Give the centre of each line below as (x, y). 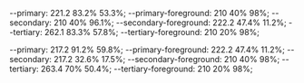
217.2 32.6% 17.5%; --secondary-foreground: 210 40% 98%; (167, 59)
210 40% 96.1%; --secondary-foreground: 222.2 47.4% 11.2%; (170, 23)
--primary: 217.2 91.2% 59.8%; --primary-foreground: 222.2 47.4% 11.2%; (147, 50)
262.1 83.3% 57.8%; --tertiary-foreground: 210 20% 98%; (152, 32)
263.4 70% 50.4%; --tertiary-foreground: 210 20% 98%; (147, 69)
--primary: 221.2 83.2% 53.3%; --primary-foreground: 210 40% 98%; (140, 13)
